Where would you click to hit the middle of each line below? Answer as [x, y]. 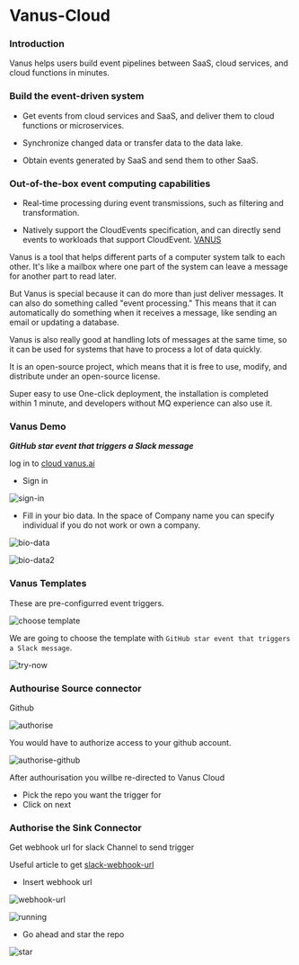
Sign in [35, 481]
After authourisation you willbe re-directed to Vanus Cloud [117, 777]
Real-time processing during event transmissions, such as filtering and [153, 203]
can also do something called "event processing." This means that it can [143, 303]
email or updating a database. [64, 322]
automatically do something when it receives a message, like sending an [143, 313]
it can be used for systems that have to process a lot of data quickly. [136, 349]
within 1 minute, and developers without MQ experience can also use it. [141, 403]
